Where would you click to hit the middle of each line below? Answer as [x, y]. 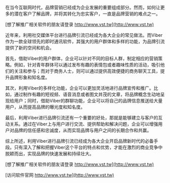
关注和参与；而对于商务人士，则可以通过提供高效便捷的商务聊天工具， [87, 71]
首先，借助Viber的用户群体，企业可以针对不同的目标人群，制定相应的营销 [82, 58]
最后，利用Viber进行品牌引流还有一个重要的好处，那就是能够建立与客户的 [82, 118]
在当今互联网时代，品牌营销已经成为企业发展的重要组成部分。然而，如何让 [83, 7]
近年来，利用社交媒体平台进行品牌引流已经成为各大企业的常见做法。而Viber [84, 35]
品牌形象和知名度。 [29, 77]
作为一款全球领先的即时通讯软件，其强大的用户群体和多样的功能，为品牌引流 [85, 41]
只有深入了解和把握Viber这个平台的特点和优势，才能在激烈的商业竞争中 [88, 147]
